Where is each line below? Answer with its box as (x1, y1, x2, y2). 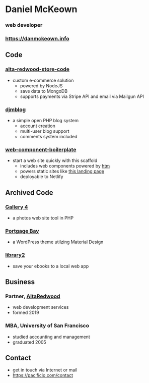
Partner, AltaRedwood (5, 293, 60, 300)
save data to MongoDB (20, 88, 68, 94)
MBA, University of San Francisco (5, 322, 90, 329)
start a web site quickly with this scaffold (12, 157, 98, 163)
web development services (12, 304, 69, 310)
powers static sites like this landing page (20, 168, 105, 175)
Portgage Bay (5, 227, 39, 234)
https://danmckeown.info (5, 35, 69, 42)
